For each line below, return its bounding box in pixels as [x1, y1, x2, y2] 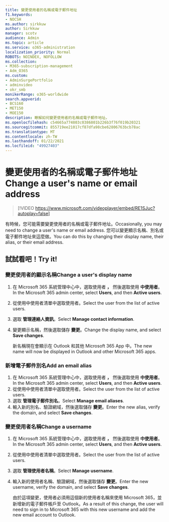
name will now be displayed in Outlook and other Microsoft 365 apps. [12, 349, 157, 355]
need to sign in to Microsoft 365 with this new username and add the [12, 506, 155, 512]
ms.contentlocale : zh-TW [5, 134, 57, 139]
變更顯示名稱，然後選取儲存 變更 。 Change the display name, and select [12, 326, 161, 333]
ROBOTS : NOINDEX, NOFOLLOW [5, 54, 62, 60]
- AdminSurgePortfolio [5, 78, 53, 83]
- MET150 [5, 106, 24, 111]
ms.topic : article [5, 40, 44, 45]
